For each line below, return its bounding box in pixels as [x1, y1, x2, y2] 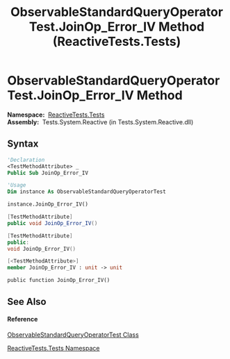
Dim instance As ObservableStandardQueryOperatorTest [7, 188, 167, 195]
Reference [7, 315, 38, 324]
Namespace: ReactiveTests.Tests [7, 110, 105, 119]
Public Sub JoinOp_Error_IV [7, 169, 89, 176]
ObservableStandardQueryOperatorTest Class [7, 331, 139, 339]
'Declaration [7, 156, 45, 163]
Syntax [7, 138, 39, 150]
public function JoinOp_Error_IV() [7, 277, 110, 284]
